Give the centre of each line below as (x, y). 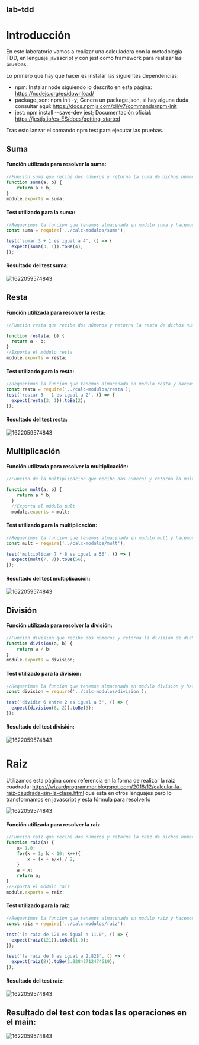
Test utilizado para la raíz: (38, 905)
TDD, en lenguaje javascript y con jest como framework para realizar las (94, 58)
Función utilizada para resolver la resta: (56, 313)
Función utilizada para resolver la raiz (53, 824)
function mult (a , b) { (34, 490)
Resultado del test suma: (37, 265)
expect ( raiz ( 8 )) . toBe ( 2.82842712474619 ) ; (63, 962)
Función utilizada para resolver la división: (59, 625)
